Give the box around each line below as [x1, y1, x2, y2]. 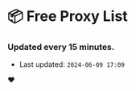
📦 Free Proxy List [7, 7, 128, 26]
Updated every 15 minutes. [7, 42, 115, 53]
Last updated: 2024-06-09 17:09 [19, 60, 126, 69]
